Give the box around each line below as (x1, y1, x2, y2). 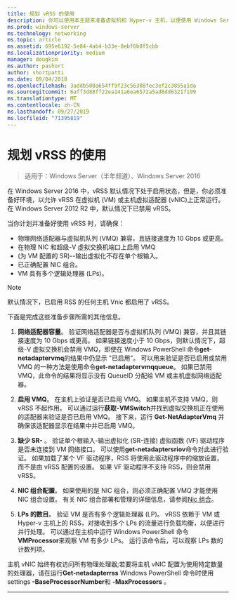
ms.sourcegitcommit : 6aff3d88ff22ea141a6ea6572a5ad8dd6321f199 (7, 88, 197, 95)
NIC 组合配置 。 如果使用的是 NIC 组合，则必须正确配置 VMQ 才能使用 (17, 486, 218, 495)
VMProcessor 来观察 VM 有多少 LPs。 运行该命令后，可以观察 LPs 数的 (17, 536, 223, 545)
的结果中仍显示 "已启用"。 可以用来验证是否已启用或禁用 (64, 354, 228, 362)
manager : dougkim (7, 56, 58, 63)
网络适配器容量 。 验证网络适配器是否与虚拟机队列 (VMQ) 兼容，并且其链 (17, 327, 227, 335)
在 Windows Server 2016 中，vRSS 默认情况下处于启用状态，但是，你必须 (7, 187, 221, 195)
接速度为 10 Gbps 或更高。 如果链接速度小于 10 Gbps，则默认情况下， (17, 336, 220, 345)
